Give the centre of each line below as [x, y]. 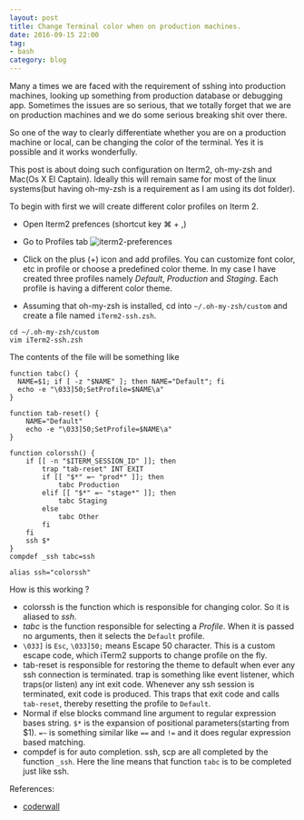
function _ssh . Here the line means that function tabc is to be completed [157, 761]
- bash [22, 52]
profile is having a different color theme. [97, 288]
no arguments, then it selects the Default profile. [113, 636]
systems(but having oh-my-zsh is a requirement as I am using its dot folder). [152, 189]
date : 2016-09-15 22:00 [54, 35]
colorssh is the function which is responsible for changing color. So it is [156, 607]
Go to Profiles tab [55, 241]
